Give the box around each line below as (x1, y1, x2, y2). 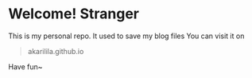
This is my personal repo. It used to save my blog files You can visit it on (8, 31, 245, 41)
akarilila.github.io (27, 46, 84, 56)
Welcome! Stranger (8, 5, 139, 23)
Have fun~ (8, 61, 43, 72)
